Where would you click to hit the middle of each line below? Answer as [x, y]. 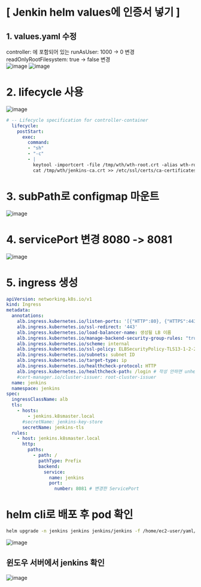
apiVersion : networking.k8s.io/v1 [49, 299]
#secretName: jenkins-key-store [62, 422]
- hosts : [28, 411]
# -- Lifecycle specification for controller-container [77, 120]
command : [39, 143]
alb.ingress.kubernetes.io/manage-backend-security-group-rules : [100, 338]
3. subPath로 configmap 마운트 [83, 196]
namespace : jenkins [36, 388]
